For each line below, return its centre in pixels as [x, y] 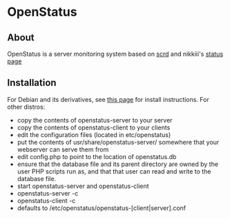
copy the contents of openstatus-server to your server [95, 120]
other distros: [26, 107]
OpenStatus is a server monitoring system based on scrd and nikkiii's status [115, 54]
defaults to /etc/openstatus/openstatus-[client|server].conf [102, 208]
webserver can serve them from [63, 149]
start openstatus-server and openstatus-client [83, 186]
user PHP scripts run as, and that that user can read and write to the [114, 171]
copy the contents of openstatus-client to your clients [94, 127]
